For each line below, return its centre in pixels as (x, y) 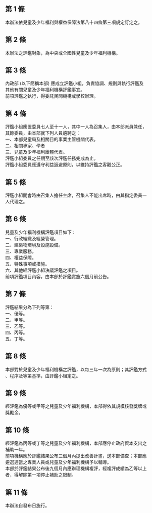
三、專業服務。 (21, 251)
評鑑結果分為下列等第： (30, 307)
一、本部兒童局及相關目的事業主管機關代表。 (52, 139)
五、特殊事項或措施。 (27, 264)
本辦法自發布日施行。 (27, 505)
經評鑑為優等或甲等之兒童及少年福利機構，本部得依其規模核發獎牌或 (76, 406)
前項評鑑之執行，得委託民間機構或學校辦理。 (52, 96)
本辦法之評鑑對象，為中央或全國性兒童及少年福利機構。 (63, 53)
